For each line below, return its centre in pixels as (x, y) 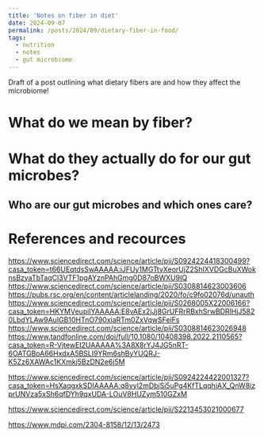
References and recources (97, 239)
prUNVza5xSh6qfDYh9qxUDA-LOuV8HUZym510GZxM (98, 393)
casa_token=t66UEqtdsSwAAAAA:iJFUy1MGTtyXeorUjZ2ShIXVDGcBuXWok (132, 269)
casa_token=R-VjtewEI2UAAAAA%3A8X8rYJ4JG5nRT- (98, 344)
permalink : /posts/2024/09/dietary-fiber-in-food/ (94, 30)
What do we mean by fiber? (100, 123)
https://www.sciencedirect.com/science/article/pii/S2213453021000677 (126, 409)
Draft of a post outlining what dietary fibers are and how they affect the (124, 82)
